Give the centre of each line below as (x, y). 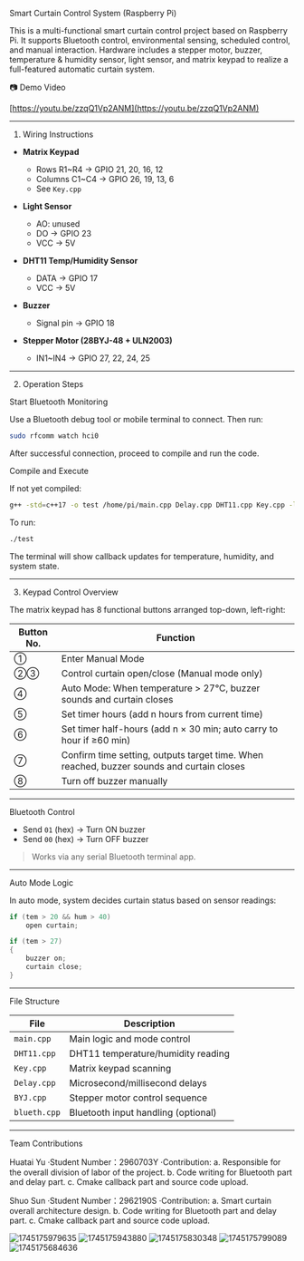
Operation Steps (53, 384)
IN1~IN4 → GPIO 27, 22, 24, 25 (93, 358)
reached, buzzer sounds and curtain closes (153, 766)
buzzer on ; (46, 959)
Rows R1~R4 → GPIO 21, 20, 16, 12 (100, 170)
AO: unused (58, 224)
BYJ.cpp (30, 1097)
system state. (34, 566)
